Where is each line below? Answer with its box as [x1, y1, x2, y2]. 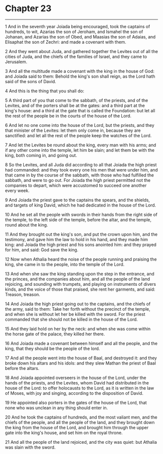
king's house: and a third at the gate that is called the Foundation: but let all [5, 107, 155, 113]
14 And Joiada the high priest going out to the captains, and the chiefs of [5, 301, 151, 307]
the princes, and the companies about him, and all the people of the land [5, 276, 150, 282]
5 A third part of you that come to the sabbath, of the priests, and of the [5, 97, 148, 103]
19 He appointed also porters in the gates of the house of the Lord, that [5, 400, 147, 405]
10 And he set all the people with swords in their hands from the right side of [5, 211, 158, 217]
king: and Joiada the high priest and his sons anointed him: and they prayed [5, 242, 157, 247]
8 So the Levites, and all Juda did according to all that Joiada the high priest [5, 161, 157, 168]
